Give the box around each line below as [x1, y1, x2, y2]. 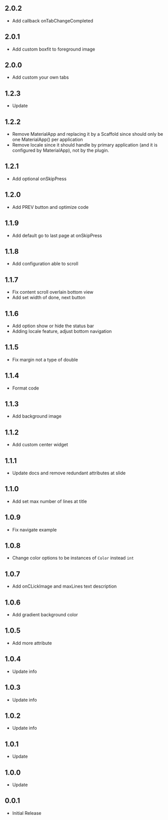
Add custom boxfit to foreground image [12, 46, 95, 52]
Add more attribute [12, 640, 52, 646]
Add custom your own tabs [12, 74, 69, 81]
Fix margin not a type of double [12, 356, 78, 363]
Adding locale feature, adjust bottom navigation [12, 328, 112, 334]
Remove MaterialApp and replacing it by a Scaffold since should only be [12, 131, 163, 137]
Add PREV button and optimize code [12, 204, 89, 210]
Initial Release [12, 810, 42, 816]
